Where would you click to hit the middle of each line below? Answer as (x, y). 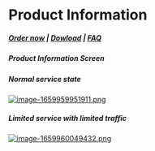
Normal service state (45, 79)
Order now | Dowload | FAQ (55, 37)
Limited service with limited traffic (68, 118)
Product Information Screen (56, 58)
